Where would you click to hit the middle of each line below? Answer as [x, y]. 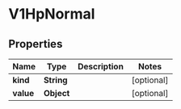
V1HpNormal [52, 14]
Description [101, 67]
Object [57, 93]
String [55, 80]
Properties [36, 44]
